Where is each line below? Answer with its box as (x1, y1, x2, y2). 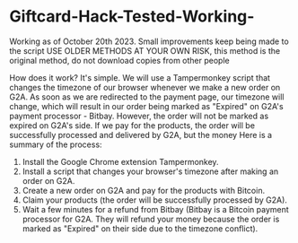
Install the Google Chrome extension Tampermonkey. (22, 156, 219, 167)
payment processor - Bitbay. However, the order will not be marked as (9, 110, 269, 121)
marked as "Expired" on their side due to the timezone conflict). (22, 222, 259, 234)
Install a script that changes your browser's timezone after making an (22, 166, 279, 177)
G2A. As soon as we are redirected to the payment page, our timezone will (9, 91, 285, 102)
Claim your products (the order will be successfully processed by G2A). (22, 195, 287, 205)
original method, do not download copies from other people (9, 55, 231, 65)
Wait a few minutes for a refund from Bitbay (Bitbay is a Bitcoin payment (22, 204, 289, 214)
